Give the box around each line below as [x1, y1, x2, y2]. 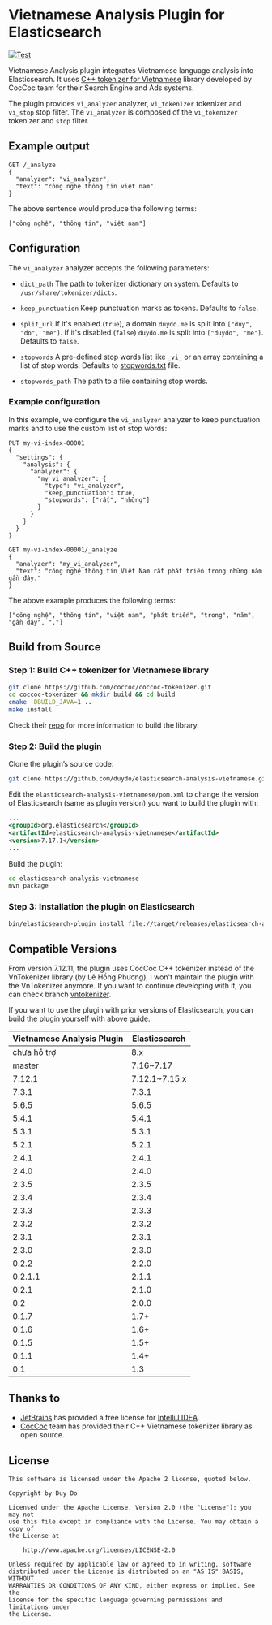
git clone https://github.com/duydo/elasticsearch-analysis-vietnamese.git [8, 775, 270, 783]
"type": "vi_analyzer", [44, 482, 125, 490]
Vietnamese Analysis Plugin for [8, 6, 225, 24]
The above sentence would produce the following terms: [8, 203, 197, 213]
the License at [8, 1532, 60, 1540]
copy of [8, 1524, 35, 1532]
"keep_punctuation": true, [44, 489, 136, 497]
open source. [19, 1430, 65, 1440]
